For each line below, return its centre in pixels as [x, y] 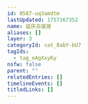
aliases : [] [24, 32]
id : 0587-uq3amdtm [33, 13]
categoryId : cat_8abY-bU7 [44, 45]
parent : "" [23, 70]
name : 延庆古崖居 [29, 26]
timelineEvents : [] [35, 83]
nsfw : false [24, 64]
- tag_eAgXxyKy [35, 58]
